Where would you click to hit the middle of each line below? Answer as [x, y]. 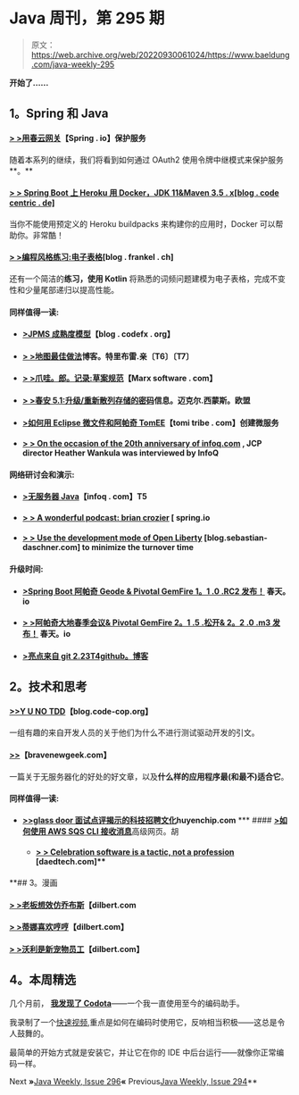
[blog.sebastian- [236, 538]
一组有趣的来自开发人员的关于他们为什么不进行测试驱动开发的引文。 [134, 732]
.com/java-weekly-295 [73, 64]
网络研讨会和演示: [42, 474]
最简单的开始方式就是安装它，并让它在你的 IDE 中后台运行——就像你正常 [143, 1052]
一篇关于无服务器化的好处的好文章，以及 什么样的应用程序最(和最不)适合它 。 [149, 776]
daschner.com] [51, 547]
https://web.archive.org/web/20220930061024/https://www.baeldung [160, 54]
